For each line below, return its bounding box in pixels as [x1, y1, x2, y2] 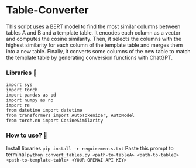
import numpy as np [6, 97, 54, 103]
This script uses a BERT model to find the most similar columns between [6, 23, 181, 30]
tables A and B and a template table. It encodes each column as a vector [6, 29, 181, 36]
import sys [6, 82, 33, 88]
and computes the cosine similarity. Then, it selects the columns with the [6, 35, 182, 42]
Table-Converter [6, 4, 89, 17]
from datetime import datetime [6, 108, 82, 114]
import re [6, 102, 30, 108]
